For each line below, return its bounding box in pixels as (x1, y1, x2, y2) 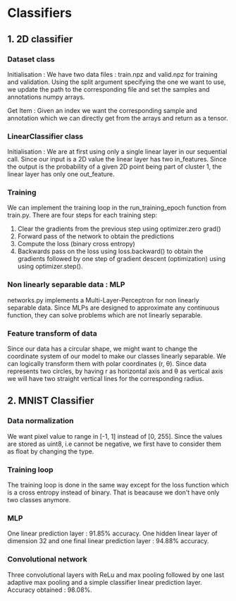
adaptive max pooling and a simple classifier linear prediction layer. (7, 578, 203, 586)
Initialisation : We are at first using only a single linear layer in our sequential (7, 147, 228, 156)
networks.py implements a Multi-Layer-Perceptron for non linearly (7, 296, 199, 304)
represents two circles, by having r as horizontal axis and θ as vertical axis (7, 367, 223, 375)
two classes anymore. (7, 496, 71, 504)
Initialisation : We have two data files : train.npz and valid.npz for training (7, 70, 218, 78)
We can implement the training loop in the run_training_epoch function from (7, 203, 227, 212)
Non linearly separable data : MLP (7, 280, 125, 290)
